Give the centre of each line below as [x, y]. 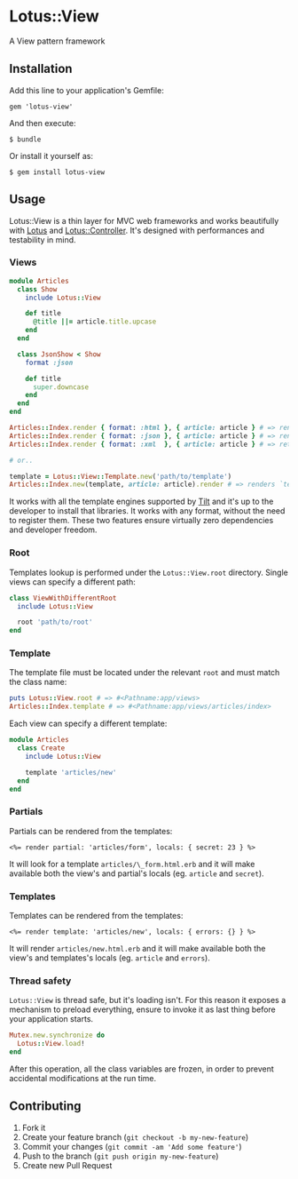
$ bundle [25, 139]
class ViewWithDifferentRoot [63, 598]
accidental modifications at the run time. [83, 1078]
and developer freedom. [53, 530]
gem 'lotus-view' [41, 107]
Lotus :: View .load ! [51, 1044]
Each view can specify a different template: [88, 724]
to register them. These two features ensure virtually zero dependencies [141, 521]
